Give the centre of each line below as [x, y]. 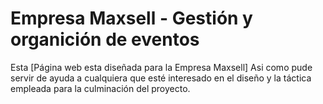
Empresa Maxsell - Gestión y [131, 18]
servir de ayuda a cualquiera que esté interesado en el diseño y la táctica [161, 78]
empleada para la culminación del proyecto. [100, 88]
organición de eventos [105, 39]
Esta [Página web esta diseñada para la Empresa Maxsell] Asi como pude [161, 67]
